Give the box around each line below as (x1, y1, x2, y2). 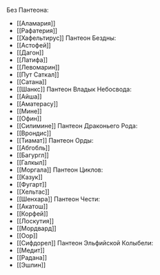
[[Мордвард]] (16, 224, 57, 232)
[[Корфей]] (16, 210, 49, 218)
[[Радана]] (16, 254, 48, 261)
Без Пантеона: (6, 6, 49, 14)
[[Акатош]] (16, 203, 48, 210)
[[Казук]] (16, 173, 43, 181)
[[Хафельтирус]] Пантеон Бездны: (16, 34, 117, 42)
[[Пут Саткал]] (16, 70, 59, 79)
